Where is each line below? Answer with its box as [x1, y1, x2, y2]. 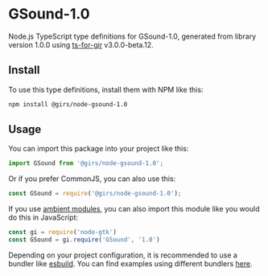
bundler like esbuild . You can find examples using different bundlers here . [8, 258, 254, 268]
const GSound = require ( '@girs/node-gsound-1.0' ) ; [8, 190, 182, 198]
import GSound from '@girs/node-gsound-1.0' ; [8, 159, 163, 167]
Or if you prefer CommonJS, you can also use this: [8, 174, 176, 183]
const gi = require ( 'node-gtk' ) [8, 229, 117, 237]
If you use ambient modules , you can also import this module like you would [8, 204, 260, 214]
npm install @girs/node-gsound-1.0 [8, 100, 128, 109]
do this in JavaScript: [8, 212, 79, 222]
